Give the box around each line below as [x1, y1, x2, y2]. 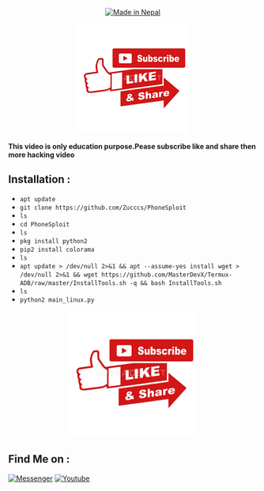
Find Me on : [8, 452, 70, 466]
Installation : [8, 173, 71, 186]
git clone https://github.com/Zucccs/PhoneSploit [19, 204, 187, 212]
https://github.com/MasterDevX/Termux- [101, 271, 233, 279]
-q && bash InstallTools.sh [129, 279, 222, 287]
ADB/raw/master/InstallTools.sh [19, 279, 126, 287]
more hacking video [8, 150, 75, 159]
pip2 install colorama [19, 245, 95, 253]
